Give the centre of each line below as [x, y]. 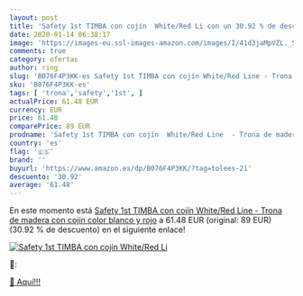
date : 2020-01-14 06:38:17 [60, 34]
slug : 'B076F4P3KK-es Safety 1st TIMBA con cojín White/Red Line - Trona [151, 76]
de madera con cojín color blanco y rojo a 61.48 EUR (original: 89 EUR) [141, 220]
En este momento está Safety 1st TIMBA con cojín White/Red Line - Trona [146, 211]
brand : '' [28, 160]
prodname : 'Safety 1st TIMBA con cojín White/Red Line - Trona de [141, 135]
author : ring [34, 68]
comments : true [38, 51]
